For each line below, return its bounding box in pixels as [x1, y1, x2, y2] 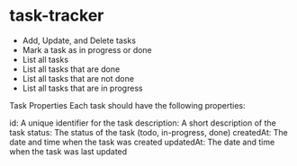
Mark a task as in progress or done [22, 44, 153, 55]
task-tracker [9, 5, 104, 26]
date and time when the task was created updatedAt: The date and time [9, 136, 275, 147]
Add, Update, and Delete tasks [22, 35, 137, 46]
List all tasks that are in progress [22, 83, 143, 93]
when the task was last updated [9, 145, 128, 157]
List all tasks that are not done [22, 73, 135, 83]
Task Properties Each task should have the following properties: [9, 100, 246, 110]
